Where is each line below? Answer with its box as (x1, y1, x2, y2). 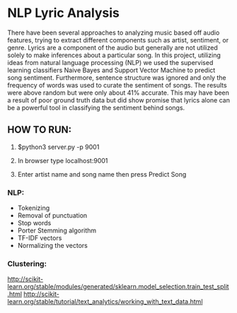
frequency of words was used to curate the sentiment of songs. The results (7, 81, 228, 89)
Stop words (17, 219, 52, 228)
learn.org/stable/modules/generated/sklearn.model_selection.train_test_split (7, 283, 229, 291)
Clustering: (7, 259, 47, 268)
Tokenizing (17, 203, 50, 213)
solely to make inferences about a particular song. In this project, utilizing (7, 51, 221, 59)
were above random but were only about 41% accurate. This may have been (7, 88, 230, 97)
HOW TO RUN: (7, 124, 72, 136)
